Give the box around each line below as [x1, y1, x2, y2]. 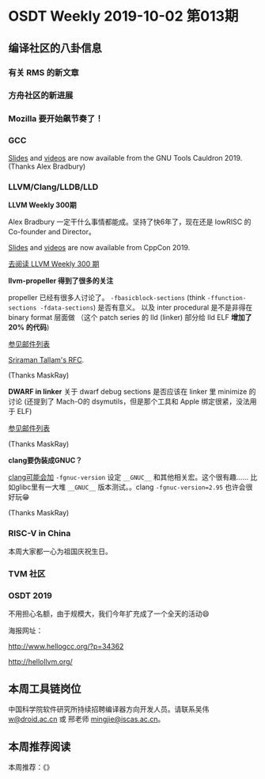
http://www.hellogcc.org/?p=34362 [8, 642, 124, 652]
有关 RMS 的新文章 [8, 66, 79, 78]
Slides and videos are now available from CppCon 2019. [8, 242, 191, 252]
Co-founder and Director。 [8, 226, 97, 236]
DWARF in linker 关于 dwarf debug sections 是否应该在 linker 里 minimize [8, 386, 248, 396]
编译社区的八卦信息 [8, 41, 102, 55]
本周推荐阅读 [8, 739, 71, 753]
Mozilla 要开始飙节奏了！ [8, 113, 104, 124]
